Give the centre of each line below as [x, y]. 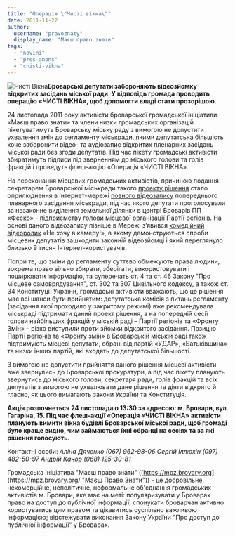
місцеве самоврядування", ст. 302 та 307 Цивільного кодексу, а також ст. [118, 283]
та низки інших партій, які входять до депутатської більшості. [99, 351]
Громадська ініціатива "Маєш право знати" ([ [75, 472]
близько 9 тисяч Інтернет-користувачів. [67, 247]
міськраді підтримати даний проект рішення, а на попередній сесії [108, 313]
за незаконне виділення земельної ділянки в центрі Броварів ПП [104, 210]
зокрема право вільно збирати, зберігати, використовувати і [99, 268]
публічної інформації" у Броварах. [59, 525]
